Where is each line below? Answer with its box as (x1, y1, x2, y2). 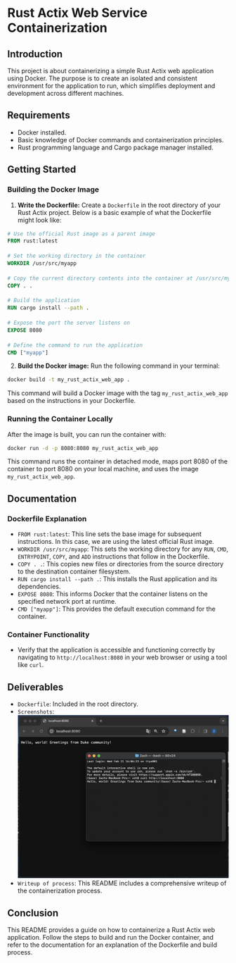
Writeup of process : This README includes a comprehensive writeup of (17, 879, 227, 888)
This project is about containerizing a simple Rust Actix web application (7, 67, 214, 75)
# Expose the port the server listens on (7, 319, 131, 326)
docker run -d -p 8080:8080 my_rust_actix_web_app (7, 445, 159, 452)
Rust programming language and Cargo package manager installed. (17, 143, 214, 151)
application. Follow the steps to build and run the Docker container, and (7, 933, 214, 942)
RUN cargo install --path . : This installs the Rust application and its (17, 575, 218, 583)
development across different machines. (7, 89, 124, 97)
